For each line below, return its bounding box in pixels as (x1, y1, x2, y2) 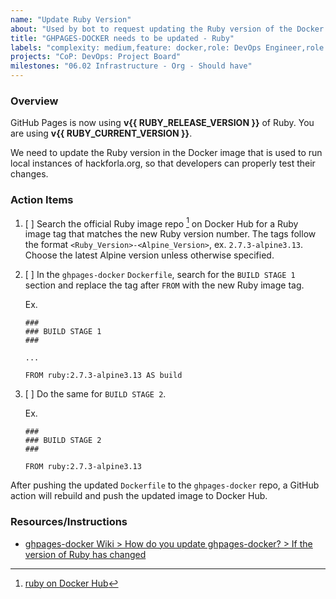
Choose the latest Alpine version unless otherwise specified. (24, 249, 275, 261)
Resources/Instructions (10, 515, 128, 529)
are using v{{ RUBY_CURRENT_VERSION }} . (10, 127, 193, 140)
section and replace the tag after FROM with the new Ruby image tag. (24, 279, 305, 291)
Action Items (10, 193, 74, 207)
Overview (10, 94, 59, 108)
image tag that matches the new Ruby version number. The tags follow (24, 228, 317, 240)
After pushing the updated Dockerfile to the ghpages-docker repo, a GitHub (10, 479, 320, 491)
